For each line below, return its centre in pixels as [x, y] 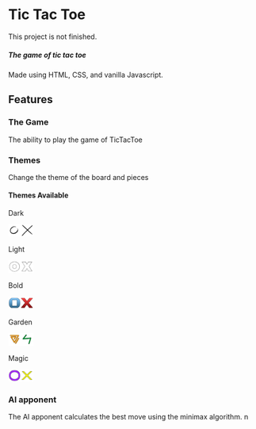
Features [31, 100]
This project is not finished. [53, 36]
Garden [21, 322]
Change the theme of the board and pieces [78, 177]
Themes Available [38, 195]
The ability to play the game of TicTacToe [75, 140]
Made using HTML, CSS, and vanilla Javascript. [86, 75]
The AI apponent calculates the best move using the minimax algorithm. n [128, 417]
